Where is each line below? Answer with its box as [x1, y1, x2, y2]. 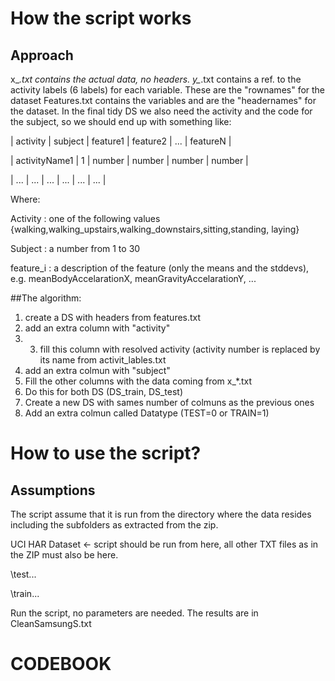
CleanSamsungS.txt [10, 618, 92, 629]
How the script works [10, 7, 192, 30]
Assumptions [10, 482, 96, 499]
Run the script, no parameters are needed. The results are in [10, 607, 259, 619]
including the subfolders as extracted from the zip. [10, 519, 219, 531]
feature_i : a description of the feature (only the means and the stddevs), [10, 262, 310, 274]
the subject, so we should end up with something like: [10, 116, 232, 127]
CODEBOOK [10, 653, 112, 676]
